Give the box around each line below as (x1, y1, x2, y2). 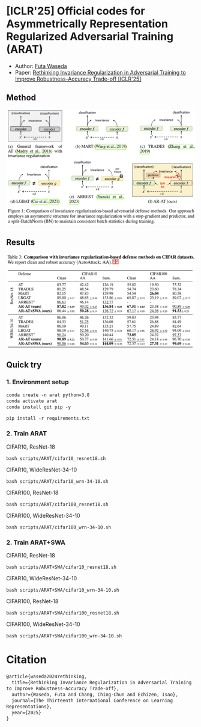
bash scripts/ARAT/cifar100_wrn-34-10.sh (6, 524, 112, 530)
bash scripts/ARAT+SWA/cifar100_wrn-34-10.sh (6, 633, 122, 639)
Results (6, 237, 35, 247)
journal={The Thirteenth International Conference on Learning (11, 698, 173, 704)
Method (6, 93, 37, 103)
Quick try (6, 360, 42, 370)
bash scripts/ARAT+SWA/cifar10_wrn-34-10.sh (6, 587, 119, 593)
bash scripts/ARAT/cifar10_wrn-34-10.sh (6, 478, 109, 485)
